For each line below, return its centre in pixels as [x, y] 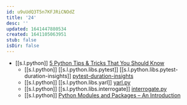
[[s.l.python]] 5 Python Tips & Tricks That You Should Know [90, 63]
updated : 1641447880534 [37, 29]
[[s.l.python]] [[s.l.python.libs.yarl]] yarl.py [77, 82]
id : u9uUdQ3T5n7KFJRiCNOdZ [41, 12]
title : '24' [21, 18]
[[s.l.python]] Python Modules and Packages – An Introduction [102, 95]
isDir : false [23, 46]
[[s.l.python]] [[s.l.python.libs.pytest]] [71, 69]
